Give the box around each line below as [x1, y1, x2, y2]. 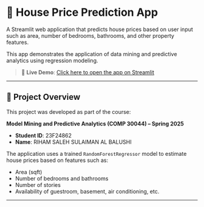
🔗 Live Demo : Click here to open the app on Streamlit [21, 68, 155, 75]
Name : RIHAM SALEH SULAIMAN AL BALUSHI [15, 138, 132, 146]
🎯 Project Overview [6, 92, 81, 102]
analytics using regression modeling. [6, 57, 98, 64]
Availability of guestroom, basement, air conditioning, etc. [15, 188, 160, 195]
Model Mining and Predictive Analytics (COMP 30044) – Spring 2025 [6, 120, 184, 127]
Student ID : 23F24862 [15, 132, 72, 139]
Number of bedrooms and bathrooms [15, 175, 109, 182]
